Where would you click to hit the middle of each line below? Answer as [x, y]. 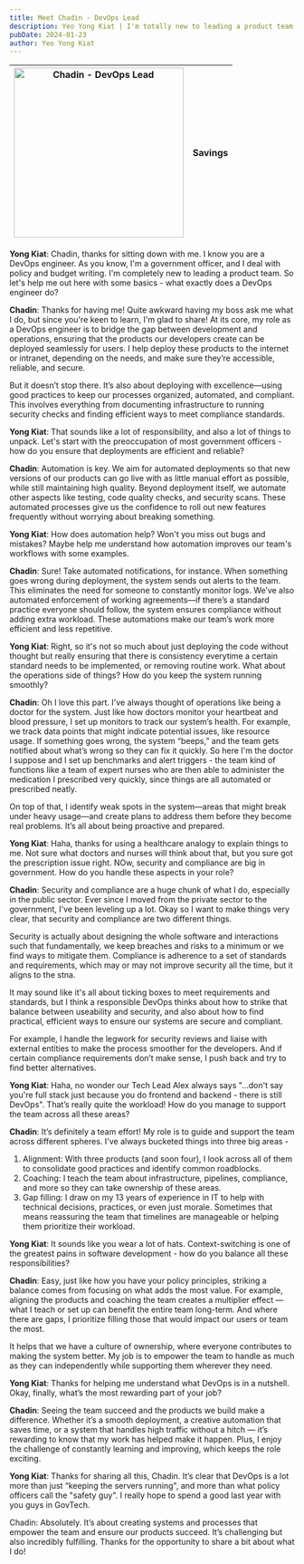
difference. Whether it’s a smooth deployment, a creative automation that [146, 1420]
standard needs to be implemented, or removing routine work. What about [147, 666]
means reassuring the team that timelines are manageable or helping [150, 1217]
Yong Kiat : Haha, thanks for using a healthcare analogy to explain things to [149, 844]
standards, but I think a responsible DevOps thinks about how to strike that [148, 1002]
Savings [211, 153]
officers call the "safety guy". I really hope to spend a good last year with [145, 1495]
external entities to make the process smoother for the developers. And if [146, 1048]
